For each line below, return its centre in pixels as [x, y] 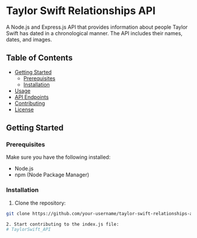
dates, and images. [29, 39]
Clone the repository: [40, 203]
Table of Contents [40, 58]
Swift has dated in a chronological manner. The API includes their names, [94, 33]
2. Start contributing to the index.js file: [62, 224]
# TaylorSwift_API [28, 230]
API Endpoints [31, 97]
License [24, 109]
